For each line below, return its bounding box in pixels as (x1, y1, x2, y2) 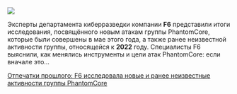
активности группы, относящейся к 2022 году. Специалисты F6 (7, 42, 201, 51)
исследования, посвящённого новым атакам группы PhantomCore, (7, 28, 210, 36)
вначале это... (7, 58, 50, 66)
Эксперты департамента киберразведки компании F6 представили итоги (7, 20, 231, 28)
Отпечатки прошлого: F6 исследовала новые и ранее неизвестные (7, 71, 211, 80)
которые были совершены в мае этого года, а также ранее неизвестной (7, 35, 226, 43)
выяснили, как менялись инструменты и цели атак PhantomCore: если (7, 50, 221, 59)
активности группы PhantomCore (7, 79, 108, 87)
